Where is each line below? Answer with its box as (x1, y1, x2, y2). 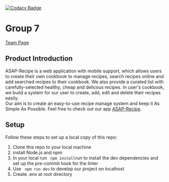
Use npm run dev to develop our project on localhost (12, 166, 125, 172)
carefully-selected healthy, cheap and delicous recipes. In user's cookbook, (5, 84, 164, 90)
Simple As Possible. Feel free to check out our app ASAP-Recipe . (5, 106, 142, 112)
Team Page (5, 39, 29, 45)
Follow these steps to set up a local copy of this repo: (5, 134, 118, 140)
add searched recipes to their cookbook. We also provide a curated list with (5, 79, 164, 85)
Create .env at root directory (12, 171, 72, 177)
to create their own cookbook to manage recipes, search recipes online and (5, 73, 164, 79)
